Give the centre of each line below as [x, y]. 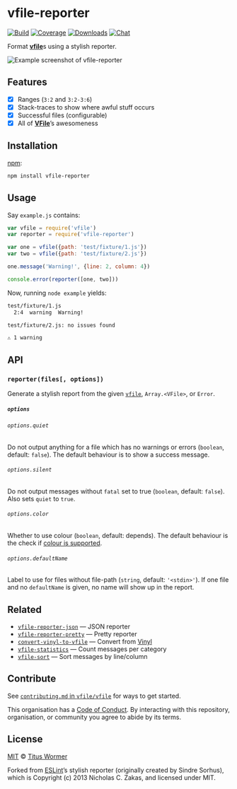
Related [25, 609]
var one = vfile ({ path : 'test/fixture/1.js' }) [77, 247]
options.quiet [28, 426]
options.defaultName [38, 559]
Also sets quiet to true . [41, 498]
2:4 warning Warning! [48, 312]
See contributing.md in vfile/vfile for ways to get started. [94, 696]
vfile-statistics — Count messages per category [92, 649]
